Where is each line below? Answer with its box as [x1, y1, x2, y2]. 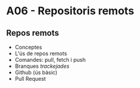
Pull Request [14, 76, 46, 82]
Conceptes [14, 43, 42, 51]
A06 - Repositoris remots [6, 4, 135, 18]
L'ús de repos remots [14, 50, 68, 57]
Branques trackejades [14, 62, 70, 70]
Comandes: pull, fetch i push [14, 56, 86, 63]
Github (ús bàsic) [14, 69, 58, 76]
